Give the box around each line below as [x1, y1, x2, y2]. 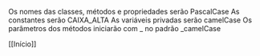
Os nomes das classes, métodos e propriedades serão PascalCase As [8, 7, 240, 16]
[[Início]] [8, 39, 37, 49]
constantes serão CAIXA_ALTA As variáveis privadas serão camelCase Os [8, 15, 253, 25]
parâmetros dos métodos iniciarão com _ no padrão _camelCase [8, 24, 221, 33]
